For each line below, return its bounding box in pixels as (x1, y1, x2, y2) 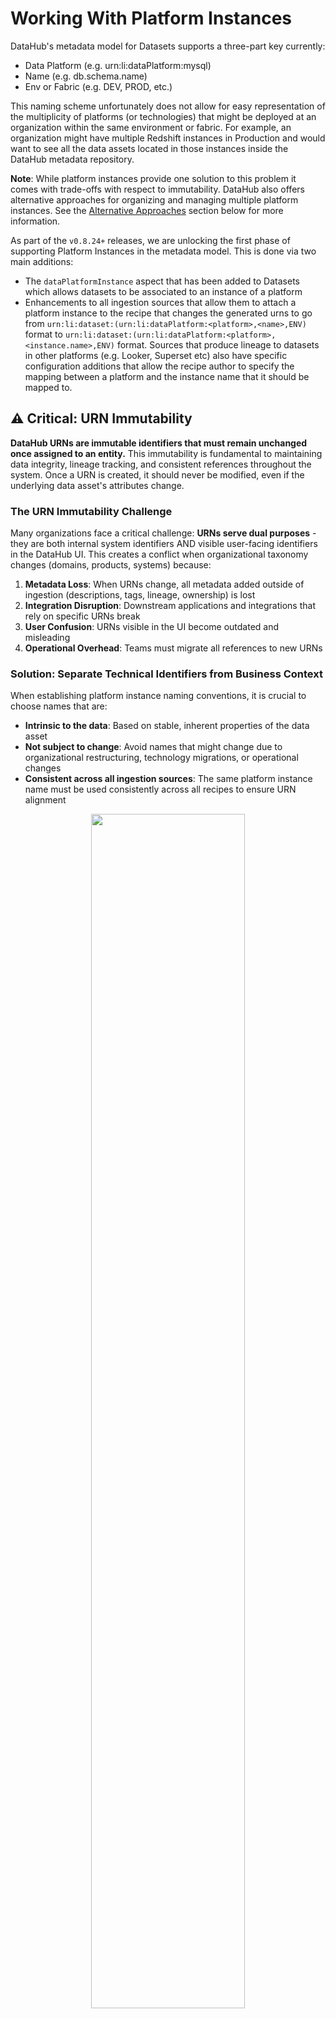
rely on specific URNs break (24, 610, 141, 622)
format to (24, 328, 63, 340)
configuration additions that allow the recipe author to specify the (24, 360, 295, 372)
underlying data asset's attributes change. (10, 479, 185, 491)
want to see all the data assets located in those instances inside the (10, 142, 289, 154)
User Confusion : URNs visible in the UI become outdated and (24, 621, 280, 633)
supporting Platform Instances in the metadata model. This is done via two (10, 245, 317, 257)
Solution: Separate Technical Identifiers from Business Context (10, 667, 323, 681)
